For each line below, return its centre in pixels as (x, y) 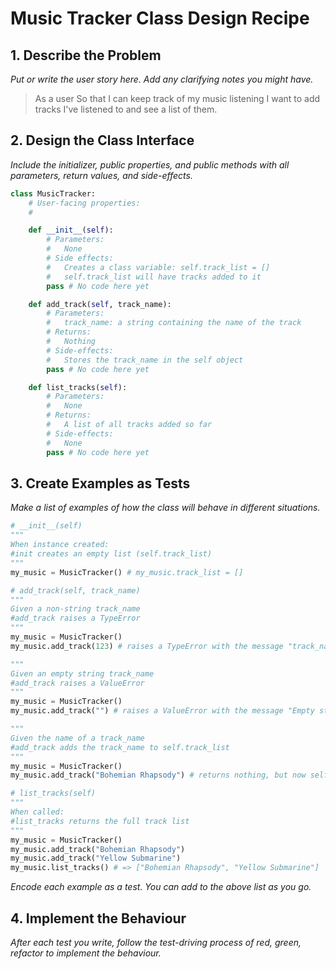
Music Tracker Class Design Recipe (160, 18)
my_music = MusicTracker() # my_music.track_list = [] (127, 572)
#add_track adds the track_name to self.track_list (120, 747)
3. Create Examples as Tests (100, 483)
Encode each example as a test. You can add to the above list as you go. (161, 887)
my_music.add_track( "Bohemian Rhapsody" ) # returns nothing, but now (158, 775)
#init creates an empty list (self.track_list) (111, 554)
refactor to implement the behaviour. (86, 953)
